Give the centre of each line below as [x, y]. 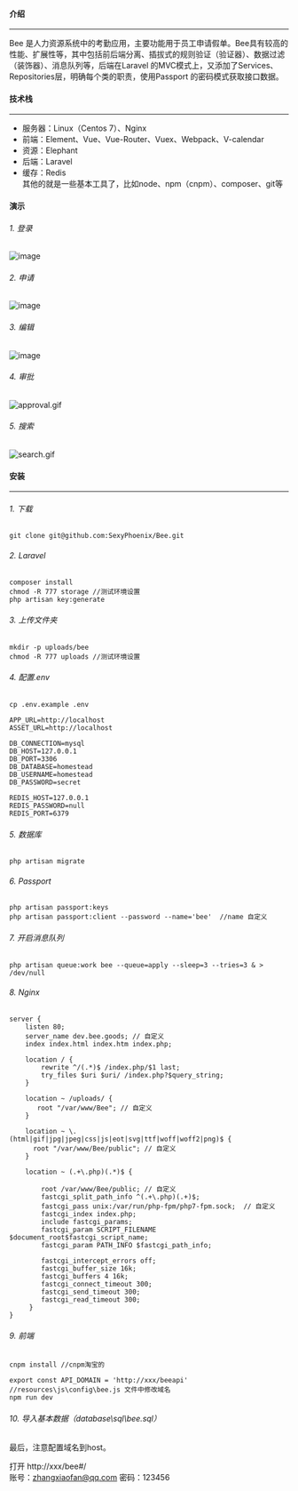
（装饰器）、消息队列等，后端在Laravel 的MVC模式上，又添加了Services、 [144, 66]
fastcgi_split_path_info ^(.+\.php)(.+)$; [121, 1197]
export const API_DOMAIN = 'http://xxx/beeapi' [99, 1381]
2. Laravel [27, 556]
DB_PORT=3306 [33, 759]
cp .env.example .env [49, 705]
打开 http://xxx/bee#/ [48, 1466]
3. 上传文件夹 [33, 620]
